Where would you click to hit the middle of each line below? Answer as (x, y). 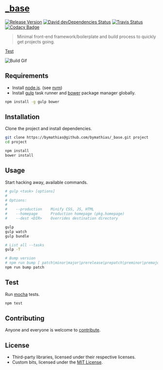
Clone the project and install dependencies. (49, 129)
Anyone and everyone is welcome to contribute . (53, 330)
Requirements (27, 76)
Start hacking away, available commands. (47, 182)
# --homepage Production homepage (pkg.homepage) (65, 214)
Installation (22, 117)
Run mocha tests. (23, 294)
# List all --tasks (25, 245)
